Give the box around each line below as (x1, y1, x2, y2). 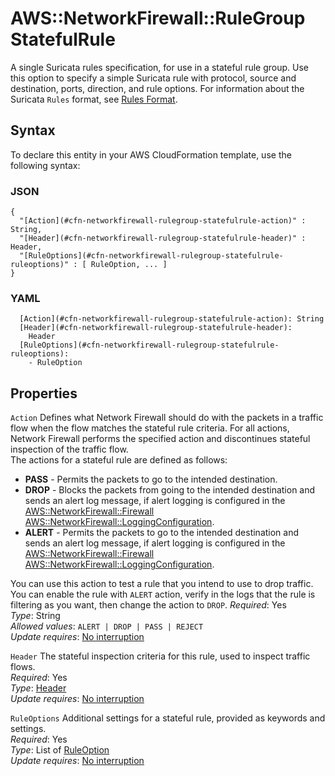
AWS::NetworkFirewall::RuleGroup (10, 7, 306, 30)
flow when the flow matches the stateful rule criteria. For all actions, (10, 422, 290, 434)
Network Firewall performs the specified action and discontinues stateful (10, 433, 311, 445)
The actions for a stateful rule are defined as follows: (10, 454, 228, 466)
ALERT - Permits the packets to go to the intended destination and (24, 527, 300, 539)
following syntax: (10, 159, 81, 171)
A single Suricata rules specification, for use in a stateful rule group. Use (10, 61, 310, 73)
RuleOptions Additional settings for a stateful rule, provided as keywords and (10, 712, 326, 724)
